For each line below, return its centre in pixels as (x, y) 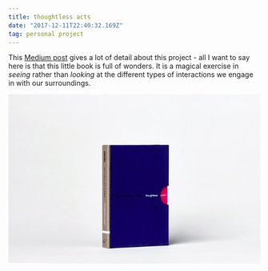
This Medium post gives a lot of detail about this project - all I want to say (129, 58)
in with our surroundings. (50, 83)
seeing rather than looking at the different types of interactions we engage (131, 75)
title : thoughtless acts (50, 17)
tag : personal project (46, 34)
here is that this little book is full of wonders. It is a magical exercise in (124, 66)
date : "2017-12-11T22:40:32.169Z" (66, 25)
